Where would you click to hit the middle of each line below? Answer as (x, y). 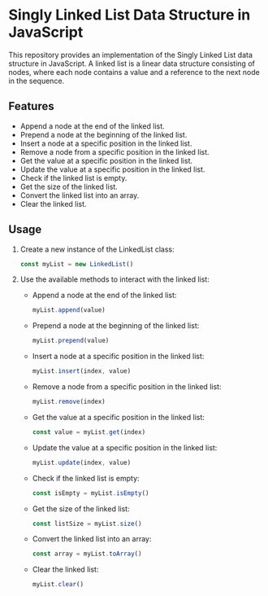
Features (31, 106)
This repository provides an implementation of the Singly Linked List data (131, 55)
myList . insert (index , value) (82, 371)
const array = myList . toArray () (87, 554)
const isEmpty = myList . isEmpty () (91, 493)
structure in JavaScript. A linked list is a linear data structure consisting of (132, 64)
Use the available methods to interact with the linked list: (115, 279)
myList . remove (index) (69, 402)
